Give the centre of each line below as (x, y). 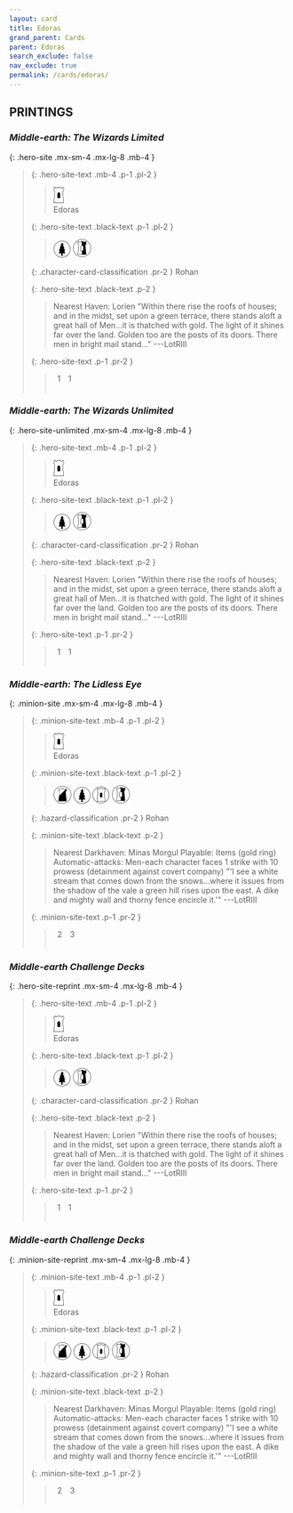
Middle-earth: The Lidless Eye (75, 684)
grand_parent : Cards (48, 37)
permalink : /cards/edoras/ (59, 76)
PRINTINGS (41, 113)
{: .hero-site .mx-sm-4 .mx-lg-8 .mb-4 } (82, 157)
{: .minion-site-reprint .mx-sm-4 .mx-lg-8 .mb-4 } (100, 1259)
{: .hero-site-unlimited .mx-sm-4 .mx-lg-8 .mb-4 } (101, 430)
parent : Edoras (37, 47)
